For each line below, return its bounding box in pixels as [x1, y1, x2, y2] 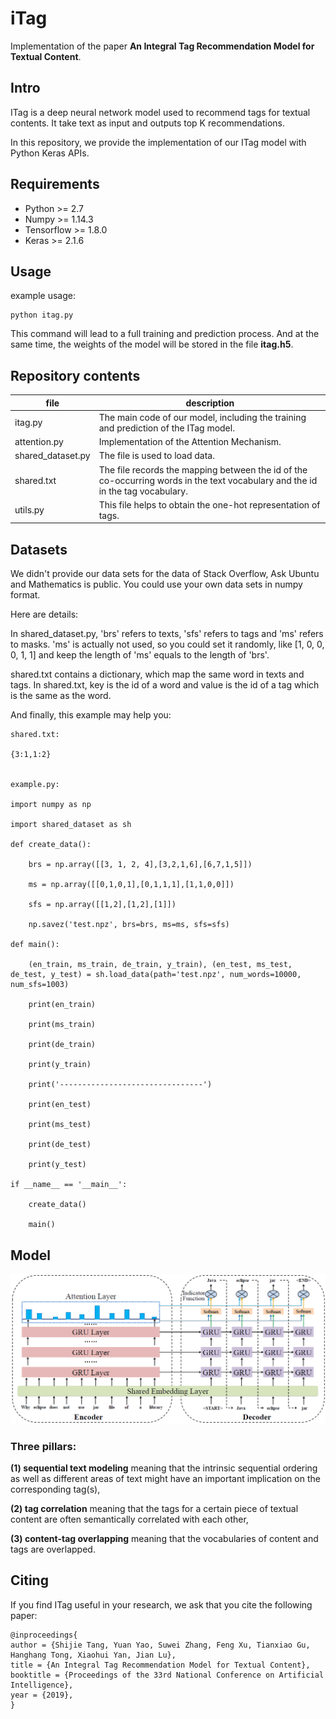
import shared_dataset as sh [10, 820, 132, 830]
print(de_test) [28, 1140, 92, 1150]
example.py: [10, 780, 60, 790]
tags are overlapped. [10, 1543, 96, 1556]
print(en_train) [28, 1000, 97, 1010]
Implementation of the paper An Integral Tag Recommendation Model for [10, 40, 315, 52]
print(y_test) [28, 1160, 87, 1170]
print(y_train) [28, 1060, 92, 1070]
